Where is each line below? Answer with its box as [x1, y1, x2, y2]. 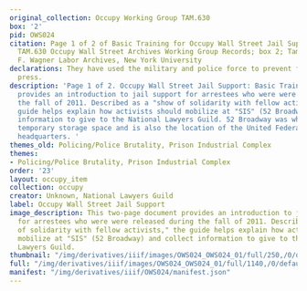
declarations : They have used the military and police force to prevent [9, 65, 292, 74]
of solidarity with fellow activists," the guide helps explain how [17, 225, 284, 234]
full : [9, 259, 30, 269]
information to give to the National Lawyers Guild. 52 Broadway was [17, 115, 288, 124]
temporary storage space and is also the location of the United [17, 124, 272, 133]
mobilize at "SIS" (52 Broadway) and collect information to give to [17, 234, 288, 243]
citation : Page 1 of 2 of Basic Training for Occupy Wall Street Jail [9, 38, 284, 48]
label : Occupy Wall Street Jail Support [9, 200, 166, 210]
